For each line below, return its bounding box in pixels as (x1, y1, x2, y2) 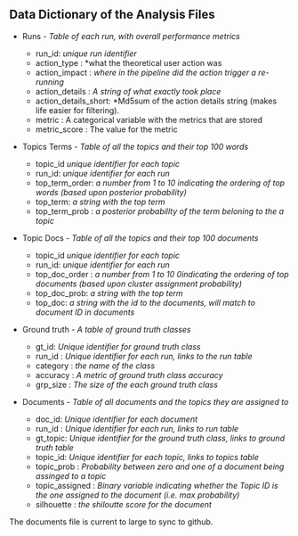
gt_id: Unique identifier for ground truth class (35, 341, 201, 351)
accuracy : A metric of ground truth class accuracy (35, 369, 224, 380)
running (35, 76, 64, 87)
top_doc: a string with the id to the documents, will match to (35, 297, 256, 308)
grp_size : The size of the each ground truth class (35, 379, 218, 390)
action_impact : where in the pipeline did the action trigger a (35, 67, 256, 78)
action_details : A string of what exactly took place (35, 86, 221, 96)
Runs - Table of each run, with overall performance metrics (21, 30, 240, 41)
